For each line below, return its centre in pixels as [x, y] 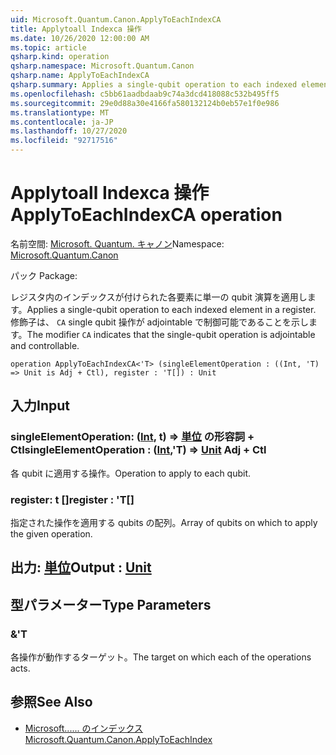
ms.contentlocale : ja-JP [62, 122]
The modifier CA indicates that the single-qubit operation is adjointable [171, 334]
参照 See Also [51, 702]
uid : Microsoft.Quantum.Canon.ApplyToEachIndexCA [116, 19]
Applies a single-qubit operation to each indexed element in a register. [171, 309]
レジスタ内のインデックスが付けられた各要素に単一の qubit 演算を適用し [159, 297]
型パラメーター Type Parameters [111, 604]
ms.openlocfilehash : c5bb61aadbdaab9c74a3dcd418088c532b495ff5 [145, 94]
